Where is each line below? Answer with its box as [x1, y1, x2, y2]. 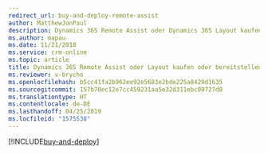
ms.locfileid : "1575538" [8, 115, 91, 123]
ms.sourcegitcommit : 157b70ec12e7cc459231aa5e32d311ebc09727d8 [8, 85, 223, 94]
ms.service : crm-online [8, 48, 88, 56]
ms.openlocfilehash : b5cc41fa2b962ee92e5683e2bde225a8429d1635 [8, 78, 223, 86]
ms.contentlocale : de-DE [8, 100, 91, 108]
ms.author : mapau [8, 33, 66, 42]
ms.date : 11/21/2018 [8, 41, 77, 49]
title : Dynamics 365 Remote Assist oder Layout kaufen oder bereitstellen [8, 64, 262, 71]
